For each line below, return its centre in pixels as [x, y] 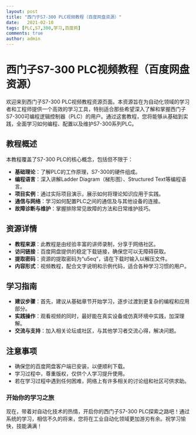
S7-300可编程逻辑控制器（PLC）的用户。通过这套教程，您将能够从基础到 [95, 116]
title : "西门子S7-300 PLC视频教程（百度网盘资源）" [64, 17]
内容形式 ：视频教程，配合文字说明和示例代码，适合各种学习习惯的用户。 [102, 266]
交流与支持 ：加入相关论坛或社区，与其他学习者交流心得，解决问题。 [97, 331]
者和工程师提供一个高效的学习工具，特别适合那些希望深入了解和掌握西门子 [96, 109]
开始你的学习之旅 [30, 398]
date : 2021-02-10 [30, 22]
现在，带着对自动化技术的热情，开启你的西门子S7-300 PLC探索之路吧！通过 [98, 412]
